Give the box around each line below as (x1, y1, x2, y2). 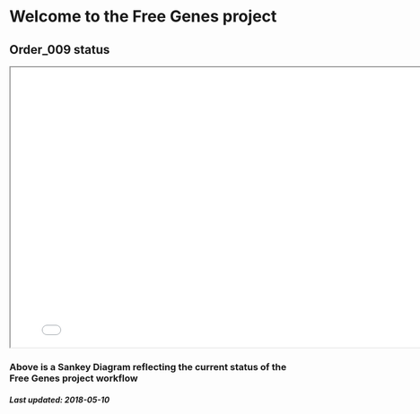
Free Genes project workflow (9, 372, 138, 384)
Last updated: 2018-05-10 (9, 394, 110, 405)
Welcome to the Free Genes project (9, 6, 277, 27)
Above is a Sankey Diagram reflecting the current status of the (9, 360, 287, 373)
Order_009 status (9, 42, 110, 57)
